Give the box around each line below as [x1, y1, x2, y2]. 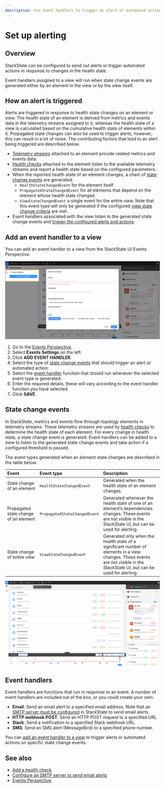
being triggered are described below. [5, 141, 80, 147]
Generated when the [103, 478, 145, 483]
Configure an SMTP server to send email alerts [12, 772, 107, 778]
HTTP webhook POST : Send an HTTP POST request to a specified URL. [12, 715, 158, 720]
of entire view [7, 554, 35, 560]
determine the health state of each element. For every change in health [5, 429, 149, 435]
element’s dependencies [103, 505, 153, 511]
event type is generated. [12, 375, 62, 381]
